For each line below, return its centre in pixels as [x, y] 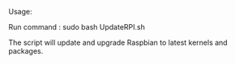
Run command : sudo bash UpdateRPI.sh [77, 27]
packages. [26, 51]
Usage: [20, 12]
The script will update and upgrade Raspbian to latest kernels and [118, 42]
